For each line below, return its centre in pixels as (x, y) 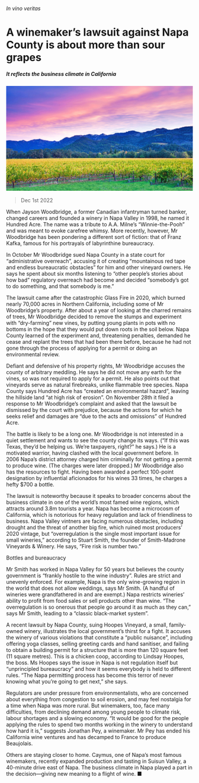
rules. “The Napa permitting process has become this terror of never (90, 675)
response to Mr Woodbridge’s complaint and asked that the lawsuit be (92, 404)
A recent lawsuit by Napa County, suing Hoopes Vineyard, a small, (87, 625)
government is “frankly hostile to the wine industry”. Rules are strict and (94, 576)
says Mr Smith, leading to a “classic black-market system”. (78, 613)
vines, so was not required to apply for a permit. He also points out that (93, 379)
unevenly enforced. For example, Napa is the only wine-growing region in (96, 582)
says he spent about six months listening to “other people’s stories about (95, 274)
